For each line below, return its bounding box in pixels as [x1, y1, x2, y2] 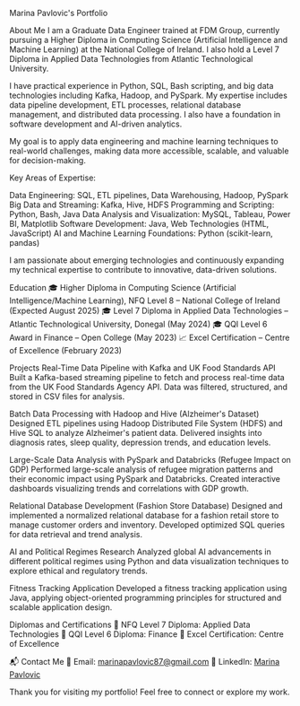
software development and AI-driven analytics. [9, 118, 183, 129]
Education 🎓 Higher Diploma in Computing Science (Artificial [9, 283, 236, 292]
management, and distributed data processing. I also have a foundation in [9, 109, 281, 119]
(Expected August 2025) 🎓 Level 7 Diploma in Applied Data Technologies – [9, 305, 288, 316]
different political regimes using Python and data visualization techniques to [9, 556, 289, 566]
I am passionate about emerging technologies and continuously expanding [9, 255, 285, 266]
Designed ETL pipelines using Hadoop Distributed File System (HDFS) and [9, 418, 284, 429]
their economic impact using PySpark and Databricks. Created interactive [9, 474, 280, 484]
